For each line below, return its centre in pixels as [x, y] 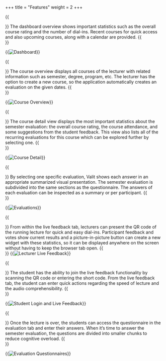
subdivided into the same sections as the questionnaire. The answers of [79, 187]
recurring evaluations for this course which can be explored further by [77, 137]
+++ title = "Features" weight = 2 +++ [44, 7]
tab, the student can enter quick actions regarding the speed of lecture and [82, 283]
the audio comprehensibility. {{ [37, 289]
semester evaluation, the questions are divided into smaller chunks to [76, 333]
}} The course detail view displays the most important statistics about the [80, 121]
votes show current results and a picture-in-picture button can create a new [83, 238]
